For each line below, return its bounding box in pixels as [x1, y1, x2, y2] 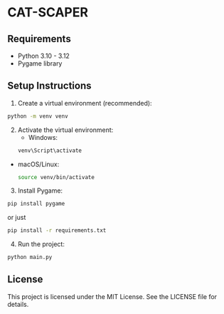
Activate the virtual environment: [17, 126, 114, 134]
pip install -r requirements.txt [7, 227, 107, 234]
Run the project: [17, 240, 65, 248]
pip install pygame [7, 201, 65, 208]
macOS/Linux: [17, 160, 60, 168]
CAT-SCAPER [7, 4, 89, 21]
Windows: [28, 133, 58, 141]
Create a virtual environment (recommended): [17, 98, 152, 107]
